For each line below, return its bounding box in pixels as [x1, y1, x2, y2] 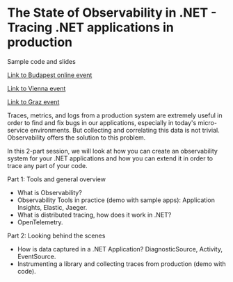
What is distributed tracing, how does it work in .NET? [17, 210, 172, 219]
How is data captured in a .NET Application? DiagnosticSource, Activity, [17, 244, 223, 253]
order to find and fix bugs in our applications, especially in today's [7, 118, 197, 126]
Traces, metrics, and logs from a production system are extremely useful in [7, 111, 223, 119]
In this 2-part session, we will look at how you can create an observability [7, 147, 218, 155]
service [7, 126, 29, 134]
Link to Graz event [7, 97, 60, 106]
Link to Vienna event [7, 84, 66, 92]
